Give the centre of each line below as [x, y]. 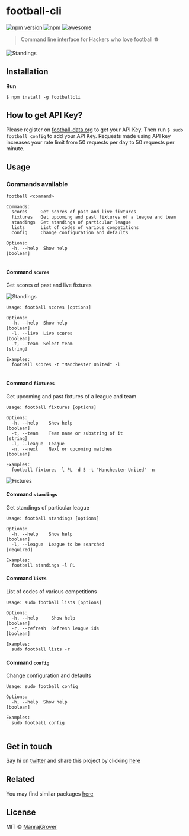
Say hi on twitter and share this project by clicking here [73, 761]
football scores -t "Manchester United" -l [66, 365]
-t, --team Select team [42, 344]
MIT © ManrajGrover [32, 826]
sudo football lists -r [41, 649]
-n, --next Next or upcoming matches [62, 449]
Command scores [28, 272]
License [21, 813]
